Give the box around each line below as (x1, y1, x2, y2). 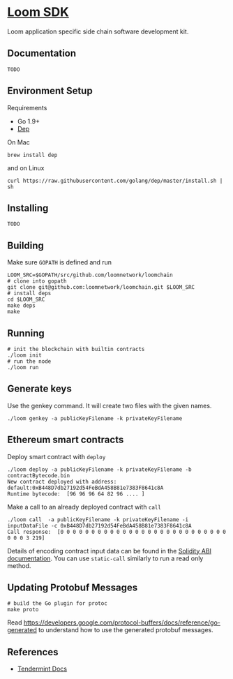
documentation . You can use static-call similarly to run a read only (7, 554, 204, 562)
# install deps (7, 290, 52, 297)
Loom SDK (7, 4, 70, 20)
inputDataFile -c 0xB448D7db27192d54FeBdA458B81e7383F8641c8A (7, 522, 192, 529)
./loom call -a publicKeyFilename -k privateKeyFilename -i (7, 516, 189, 523)
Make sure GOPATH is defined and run (7, 258, 112, 267)
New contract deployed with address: (7, 478, 117, 485)
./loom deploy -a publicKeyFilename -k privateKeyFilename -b (7, 465, 192, 473)
